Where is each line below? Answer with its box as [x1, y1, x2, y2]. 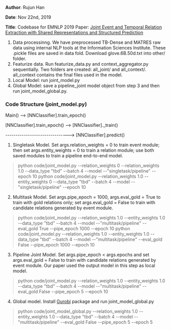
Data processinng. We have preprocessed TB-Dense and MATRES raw [12, 39, 161, 45]
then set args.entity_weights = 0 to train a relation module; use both [12, 147, 154, 153]
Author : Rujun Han [5, 5, 45, 10]
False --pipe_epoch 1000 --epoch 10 [17, 242, 95, 248]
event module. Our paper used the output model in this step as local [12, 262, 155, 269]
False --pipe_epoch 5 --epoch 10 [39, 289, 108, 295]
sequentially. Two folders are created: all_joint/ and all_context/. [12, 66, 147, 72]
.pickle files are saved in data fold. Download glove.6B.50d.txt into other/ [12, 50, 165, 56]
